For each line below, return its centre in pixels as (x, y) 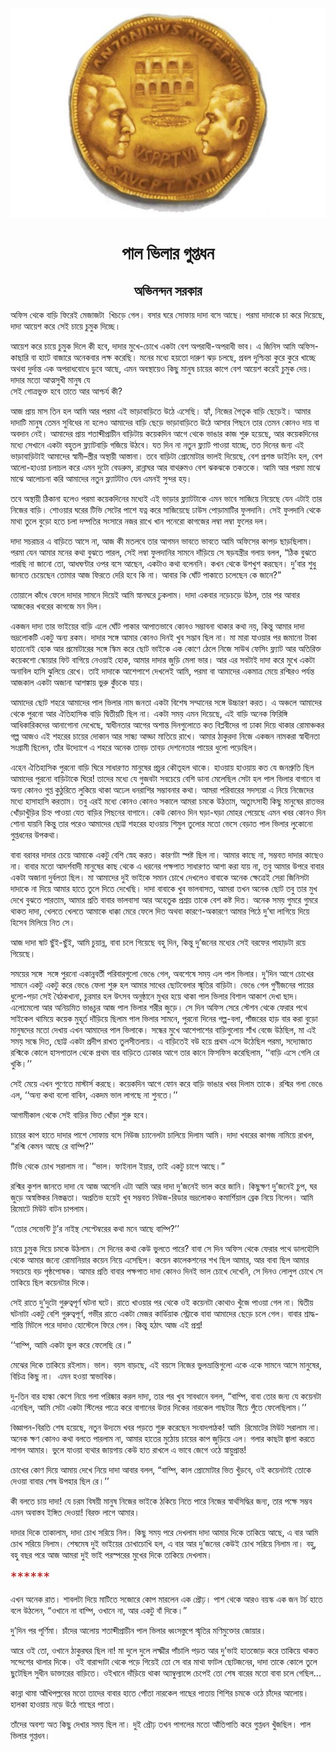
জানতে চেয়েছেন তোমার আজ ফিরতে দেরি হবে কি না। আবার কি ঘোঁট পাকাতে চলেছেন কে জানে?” (146, 575)
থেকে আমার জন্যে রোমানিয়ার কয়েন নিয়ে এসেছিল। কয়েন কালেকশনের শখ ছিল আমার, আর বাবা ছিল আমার (160, 1260)
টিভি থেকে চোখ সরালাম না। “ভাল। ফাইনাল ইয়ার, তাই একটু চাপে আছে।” (118, 1166)
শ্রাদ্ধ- (311, 1313)
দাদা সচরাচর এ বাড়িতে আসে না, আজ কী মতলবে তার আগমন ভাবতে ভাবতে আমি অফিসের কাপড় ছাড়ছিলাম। (161, 541)
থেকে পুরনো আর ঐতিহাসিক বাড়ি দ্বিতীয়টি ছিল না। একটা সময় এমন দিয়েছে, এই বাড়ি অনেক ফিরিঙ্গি (149, 713)
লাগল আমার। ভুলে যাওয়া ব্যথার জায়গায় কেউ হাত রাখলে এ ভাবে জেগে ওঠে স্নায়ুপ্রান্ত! (128, 1450)
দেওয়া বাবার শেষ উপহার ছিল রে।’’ (60, 1481)
